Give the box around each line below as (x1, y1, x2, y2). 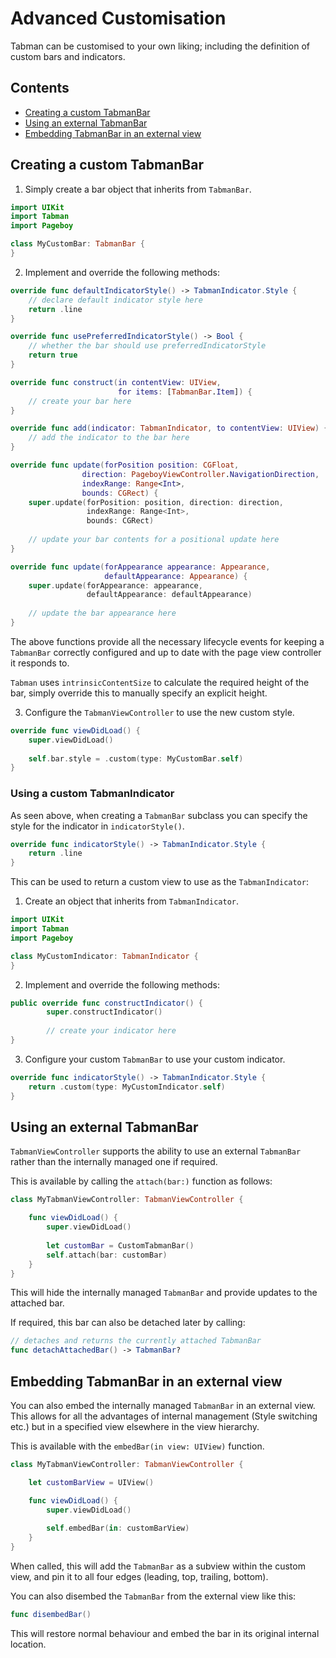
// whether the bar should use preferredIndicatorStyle (28, 341, 267, 351)
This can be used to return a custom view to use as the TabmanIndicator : (10, 876, 309, 888)
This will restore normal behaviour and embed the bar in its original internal (10, 1627, 320, 1639)
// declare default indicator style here (28, 295, 203, 305)
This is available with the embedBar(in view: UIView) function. (10, 1440, 265, 1452)
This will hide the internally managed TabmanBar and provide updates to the (10, 1287, 318, 1299)
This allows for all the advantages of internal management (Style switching (10, 1410, 318, 1422)
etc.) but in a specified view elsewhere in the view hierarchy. (10, 1420, 260, 1432)
